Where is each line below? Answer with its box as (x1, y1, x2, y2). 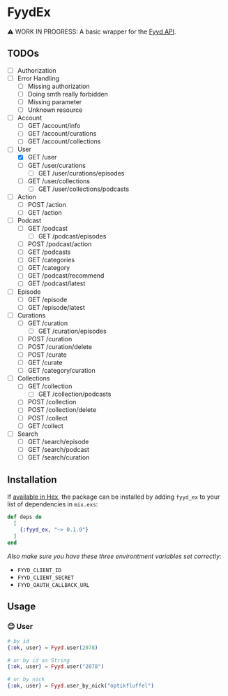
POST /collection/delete (27, 406, 97, 414)
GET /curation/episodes (38, 327, 107, 335)
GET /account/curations (27, 129, 97, 138)
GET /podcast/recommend (27, 271, 105, 280)
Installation (7, 474, 57, 486)
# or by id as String (7, 657, 70, 664)
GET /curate (27, 358, 63, 367)
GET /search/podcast (27, 445, 89, 453)
